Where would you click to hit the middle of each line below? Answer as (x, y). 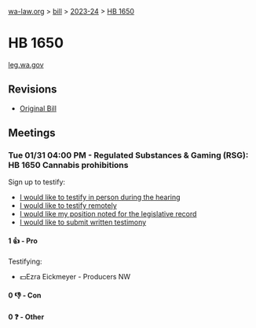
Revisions (33, 89)
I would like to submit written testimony (83, 222)
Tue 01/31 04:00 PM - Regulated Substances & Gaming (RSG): (128, 155)
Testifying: (25, 261)
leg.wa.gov (26, 64)
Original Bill (38, 108)
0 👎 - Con (25, 295)
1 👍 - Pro (23, 241)
